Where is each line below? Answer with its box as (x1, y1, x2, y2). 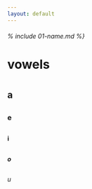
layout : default (7, 10, 55, 18)
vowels (7, 57, 51, 72)
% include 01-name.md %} (7, 32, 86, 41)
